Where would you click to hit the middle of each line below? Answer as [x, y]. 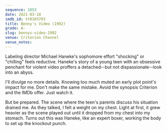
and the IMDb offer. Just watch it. [39, 92]
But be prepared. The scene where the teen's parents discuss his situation [82, 102]
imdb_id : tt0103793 [25, 19]
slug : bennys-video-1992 [31, 33]
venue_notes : [19, 42]
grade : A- [15, 28]
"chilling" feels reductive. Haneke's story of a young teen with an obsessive [83, 62]
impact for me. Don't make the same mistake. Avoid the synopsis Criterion [81, 87]
